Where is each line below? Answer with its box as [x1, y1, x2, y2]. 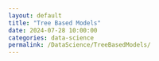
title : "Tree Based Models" [8, 19, 102, 27]
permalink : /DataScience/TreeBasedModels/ [8, 41, 151, 49]
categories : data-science [8, 33, 94, 42]
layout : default [8, 11, 62, 20]
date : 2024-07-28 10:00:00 [8, 26, 98, 34]
